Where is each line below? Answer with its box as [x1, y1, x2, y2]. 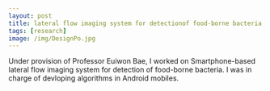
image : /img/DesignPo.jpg [8, 34, 95, 43]
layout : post [8, 11, 53, 20]
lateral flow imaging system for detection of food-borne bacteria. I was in [8, 65, 252, 75]
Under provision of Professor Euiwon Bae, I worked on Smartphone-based [8, 56, 256, 66]
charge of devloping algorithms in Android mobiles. [8, 73, 179, 83]
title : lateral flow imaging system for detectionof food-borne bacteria [8, 19, 263, 27]
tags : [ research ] [8, 27, 67, 35]
